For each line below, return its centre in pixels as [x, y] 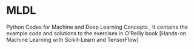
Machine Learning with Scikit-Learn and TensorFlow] [72, 39]
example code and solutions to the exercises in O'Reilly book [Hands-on [96, 33]
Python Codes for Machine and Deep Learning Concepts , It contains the [97, 27]
